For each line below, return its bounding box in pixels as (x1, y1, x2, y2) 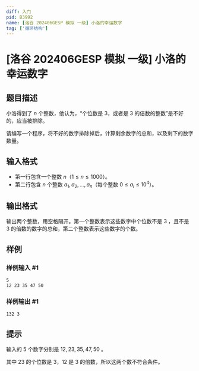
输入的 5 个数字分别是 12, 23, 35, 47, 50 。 (6, 345, 107, 353)
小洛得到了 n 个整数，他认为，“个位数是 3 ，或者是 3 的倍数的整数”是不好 (6, 110, 184, 117)
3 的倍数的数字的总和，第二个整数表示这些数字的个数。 (6, 225, 141, 232)
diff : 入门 (6, 8, 31, 15)
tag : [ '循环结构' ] (6, 25, 49, 31)
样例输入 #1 (6, 264, 39, 272)
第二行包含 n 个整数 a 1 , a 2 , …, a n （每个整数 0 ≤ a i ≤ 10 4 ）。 (14, 180, 157, 189)
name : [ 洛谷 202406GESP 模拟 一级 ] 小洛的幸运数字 (6, 20, 123, 26)
